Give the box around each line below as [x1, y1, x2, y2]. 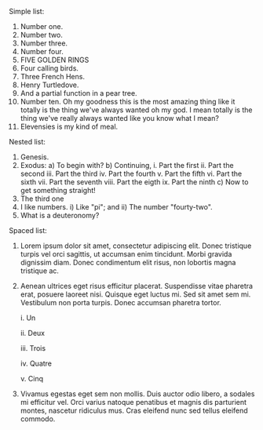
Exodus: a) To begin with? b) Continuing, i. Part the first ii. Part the [20, 161, 234, 169]
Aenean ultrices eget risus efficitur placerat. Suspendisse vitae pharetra [20, 282, 254, 290]
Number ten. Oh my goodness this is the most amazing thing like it [20, 97, 236, 106]
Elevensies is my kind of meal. [20, 122, 119, 131]
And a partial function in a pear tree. [20, 89, 137, 97]
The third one [20, 194, 64, 203]
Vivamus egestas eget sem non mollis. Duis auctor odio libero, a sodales [20, 389, 255, 399]
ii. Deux [20, 329, 46, 337]
